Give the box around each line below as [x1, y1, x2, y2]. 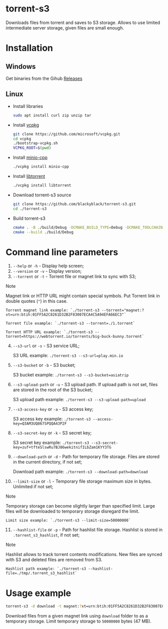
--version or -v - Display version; [12, 268, 82, 274]
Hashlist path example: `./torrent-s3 [5, 567, 86, 572]
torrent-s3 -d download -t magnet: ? [5, 604, 82, 609]
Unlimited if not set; [12, 484, 54, 490]
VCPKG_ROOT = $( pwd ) [12, 145, 51, 150]
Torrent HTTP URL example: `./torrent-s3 [5, 330, 93, 335]
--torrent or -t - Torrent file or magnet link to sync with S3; [12, 273, 136, 280]
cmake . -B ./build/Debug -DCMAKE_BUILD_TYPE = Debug [12, 225, 123, 230]
